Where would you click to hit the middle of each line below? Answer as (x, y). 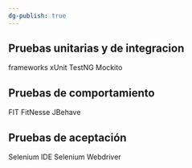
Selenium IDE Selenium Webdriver (65, 157)
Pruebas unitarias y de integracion (96, 49)
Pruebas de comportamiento (82, 93)
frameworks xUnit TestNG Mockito (65, 68)
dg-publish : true (37, 16)
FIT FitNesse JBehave (45, 113)
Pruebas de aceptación (67, 137)
